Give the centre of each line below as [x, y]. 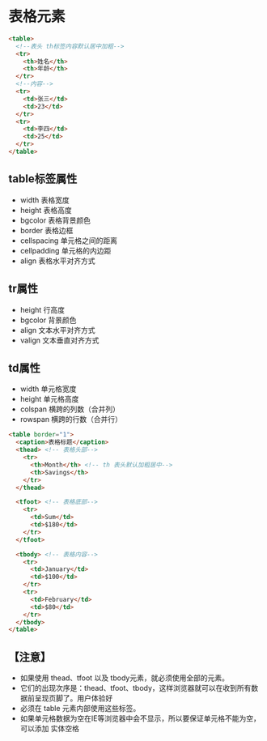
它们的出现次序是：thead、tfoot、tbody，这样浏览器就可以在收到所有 [136, 688]
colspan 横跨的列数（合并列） [70, 409]
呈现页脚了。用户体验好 [74, 698]
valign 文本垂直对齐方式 [59, 340]
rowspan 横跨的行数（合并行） [71, 419]
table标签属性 [43, 179]
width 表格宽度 [45, 200]
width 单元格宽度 [48, 389]
